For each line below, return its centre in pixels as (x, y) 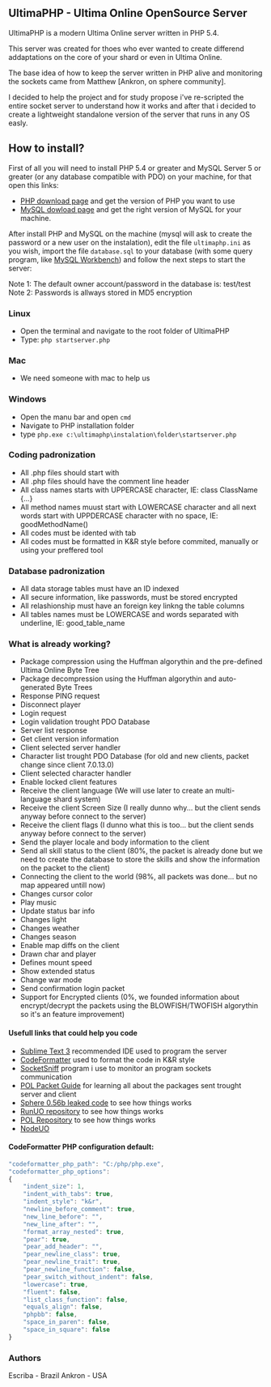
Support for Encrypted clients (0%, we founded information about (130, 997)
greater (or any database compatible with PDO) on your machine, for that (130, 177)
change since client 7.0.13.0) (67, 765)
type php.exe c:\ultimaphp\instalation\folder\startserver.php (128, 434)
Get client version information (70, 739)
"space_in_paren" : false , (67, 1322)
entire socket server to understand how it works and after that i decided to (132, 105)
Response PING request (60, 696)
